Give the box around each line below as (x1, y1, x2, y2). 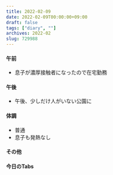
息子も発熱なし (14, 133, 51, 141)
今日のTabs (6, 163, 34, 170)
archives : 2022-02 (6, 31, 51, 36)
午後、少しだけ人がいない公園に (14, 97, 92, 105)
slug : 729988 (6, 36, 38, 42)
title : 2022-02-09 (6, 8, 51, 15)
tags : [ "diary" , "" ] (6, 25, 57, 31)
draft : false (6, 19, 38, 25)
